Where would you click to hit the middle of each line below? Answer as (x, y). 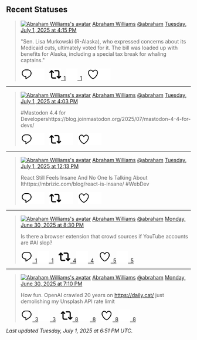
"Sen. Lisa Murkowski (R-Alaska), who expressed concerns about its (103, 41)
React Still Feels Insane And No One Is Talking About (84, 177)
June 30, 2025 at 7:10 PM (51, 284)
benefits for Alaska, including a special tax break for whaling (94, 54)
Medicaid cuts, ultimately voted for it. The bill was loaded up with (99, 48)
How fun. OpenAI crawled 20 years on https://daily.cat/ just (92, 295)
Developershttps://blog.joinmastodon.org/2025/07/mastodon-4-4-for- (106, 119)
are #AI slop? (36, 243)
